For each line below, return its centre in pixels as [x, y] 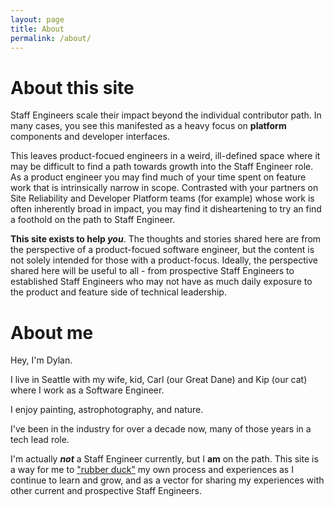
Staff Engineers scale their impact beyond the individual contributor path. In [166, 115]
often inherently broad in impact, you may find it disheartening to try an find [166, 209]
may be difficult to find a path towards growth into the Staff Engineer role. [162, 167]
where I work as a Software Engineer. [87, 390]
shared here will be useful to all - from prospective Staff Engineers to [152, 271]
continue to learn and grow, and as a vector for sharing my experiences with [167, 480]
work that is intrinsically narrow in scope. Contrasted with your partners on [164, 188]
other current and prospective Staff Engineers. [106, 491]
